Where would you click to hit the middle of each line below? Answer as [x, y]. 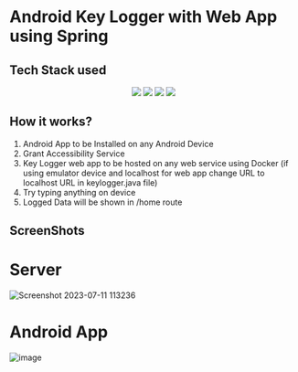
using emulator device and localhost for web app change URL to [144, 173]
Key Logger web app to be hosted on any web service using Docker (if [156, 163]
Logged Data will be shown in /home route [102, 202]
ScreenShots [47, 231]
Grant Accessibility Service [74, 154]
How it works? [51, 122]
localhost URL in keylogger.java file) [90, 182]
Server [36, 270]
